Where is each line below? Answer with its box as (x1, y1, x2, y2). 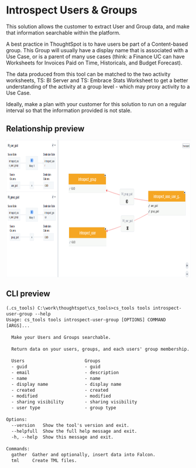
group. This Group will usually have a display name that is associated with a (6, 46, 188, 53)
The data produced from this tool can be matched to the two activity (6, 70, 171, 77)
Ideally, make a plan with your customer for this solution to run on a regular (6, 100, 187, 107)
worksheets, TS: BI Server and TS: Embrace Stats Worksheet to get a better (6, 77, 188, 84)
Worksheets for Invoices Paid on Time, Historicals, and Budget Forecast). (6, 59, 183, 66)
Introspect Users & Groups (6, 4, 137, 17)
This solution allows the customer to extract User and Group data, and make (6, 23, 190, 30)
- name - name (11, 375, 101, 381)
